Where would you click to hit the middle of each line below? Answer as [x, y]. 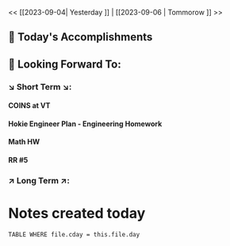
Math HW [24, 142]
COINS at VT [29, 106]
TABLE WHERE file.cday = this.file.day [74, 234]
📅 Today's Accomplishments [80, 37]
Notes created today [77, 213]
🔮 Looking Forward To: [65, 64]
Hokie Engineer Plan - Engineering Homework [85, 124]
